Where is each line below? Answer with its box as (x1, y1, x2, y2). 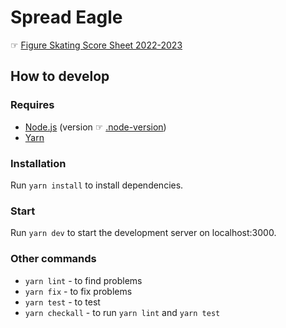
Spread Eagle (10, 6, 123, 29)
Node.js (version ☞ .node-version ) (24, 121, 167, 133)
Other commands (10, 252, 97, 266)
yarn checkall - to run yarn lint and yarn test (24, 306, 221, 318)
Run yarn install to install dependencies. (10, 179, 184, 191)
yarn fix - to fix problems (24, 285, 133, 297)
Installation (10, 156, 67, 170)
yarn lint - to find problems (24, 274, 143, 286)
